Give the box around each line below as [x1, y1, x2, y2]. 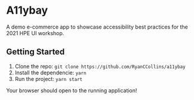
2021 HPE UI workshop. [6, 29, 64, 36]
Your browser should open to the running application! [6, 87, 137, 94]
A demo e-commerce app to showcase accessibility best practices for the [6, 23, 188, 30]
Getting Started [6, 47, 65, 57]
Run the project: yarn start [14, 75, 82, 82]
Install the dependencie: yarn [14, 69, 87, 76]
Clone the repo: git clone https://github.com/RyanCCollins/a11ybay [14, 62, 186, 70]
